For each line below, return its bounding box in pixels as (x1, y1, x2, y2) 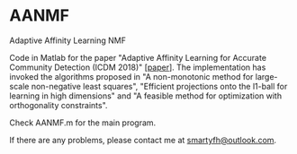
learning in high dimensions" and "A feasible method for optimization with (9, 90, 282, 101)
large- (255, 71, 278, 81)
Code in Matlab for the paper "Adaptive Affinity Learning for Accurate (9, 52, 267, 63)
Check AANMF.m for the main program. (9, 117, 157, 128)
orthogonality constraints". (9, 99, 108, 110)
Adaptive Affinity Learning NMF (9, 35, 126, 46)
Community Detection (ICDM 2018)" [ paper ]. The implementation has (9, 62, 266, 73)
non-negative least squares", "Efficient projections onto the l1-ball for (31, 81, 288, 91)
